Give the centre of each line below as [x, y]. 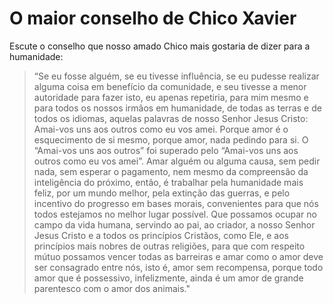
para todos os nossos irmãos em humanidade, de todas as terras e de [177, 108]
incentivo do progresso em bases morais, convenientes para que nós [176, 203]
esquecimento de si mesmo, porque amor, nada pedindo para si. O [171, 139]
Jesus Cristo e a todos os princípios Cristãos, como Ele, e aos [161, 235]
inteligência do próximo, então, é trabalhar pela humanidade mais [168, 182]
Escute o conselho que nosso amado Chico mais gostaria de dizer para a [160, 46]
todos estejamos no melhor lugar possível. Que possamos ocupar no [175, 214]
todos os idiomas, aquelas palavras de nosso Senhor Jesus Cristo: [171, 118]
